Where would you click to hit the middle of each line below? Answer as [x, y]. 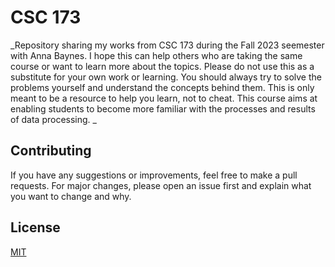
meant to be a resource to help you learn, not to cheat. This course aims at [164, 98]
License [35, 227]
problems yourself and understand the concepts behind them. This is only [162, 87]
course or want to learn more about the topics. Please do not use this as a [162, 66]
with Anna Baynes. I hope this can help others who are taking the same [156, 55]
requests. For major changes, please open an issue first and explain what [161, 185]
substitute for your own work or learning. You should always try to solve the [166, 77]
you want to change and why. [71, 196]
